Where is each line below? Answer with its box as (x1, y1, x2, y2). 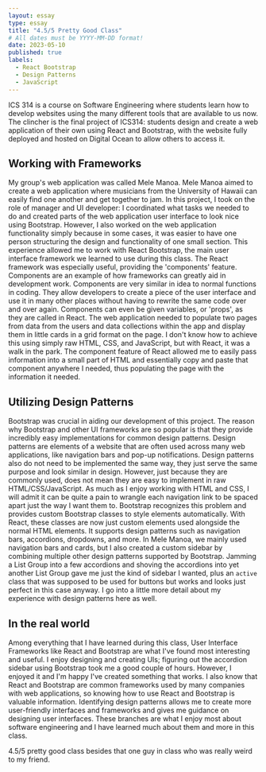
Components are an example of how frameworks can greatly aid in (8, 271, 226, 281)
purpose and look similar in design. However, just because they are (8, 467, 228, 477)
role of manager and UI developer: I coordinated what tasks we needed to (8, 204, 250, 213)
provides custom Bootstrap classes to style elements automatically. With (8, 510, 246, 519)
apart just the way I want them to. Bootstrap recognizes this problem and (8, 501, 247, 510)
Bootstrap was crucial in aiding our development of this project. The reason (8, 417, 255, 426)
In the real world (8, 617, 91, 630)
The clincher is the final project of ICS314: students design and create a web (8, 117, 259, 126)
